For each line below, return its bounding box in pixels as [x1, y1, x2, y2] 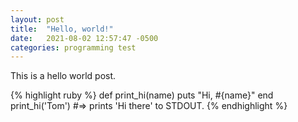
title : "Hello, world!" [10, 24, 114, 34]
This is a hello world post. [10, 70, 117, 82]
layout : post [10, 14, 65, 25]
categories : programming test [10, 42, 137, 53]
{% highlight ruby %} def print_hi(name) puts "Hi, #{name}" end [10, 89, 274, 101]
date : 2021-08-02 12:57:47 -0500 [10, 33, 159, 43]
